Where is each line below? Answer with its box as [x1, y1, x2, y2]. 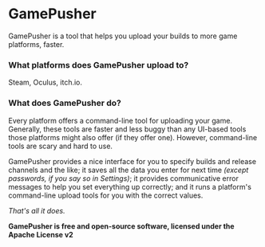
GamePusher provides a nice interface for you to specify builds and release [8, 156, 257, 166]
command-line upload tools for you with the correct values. [8, 190, 204, 200]
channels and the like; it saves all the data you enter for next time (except [8, 165, 249, 174]
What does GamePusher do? [8, 97, 122, 108]
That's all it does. [8, 206, 65, 215]
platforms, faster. [8, 39, 65, 49]
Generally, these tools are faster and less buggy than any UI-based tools [8, 124, 247, 134]
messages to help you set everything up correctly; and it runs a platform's [8, 182, 251, 191]
